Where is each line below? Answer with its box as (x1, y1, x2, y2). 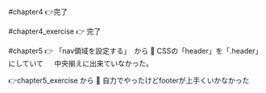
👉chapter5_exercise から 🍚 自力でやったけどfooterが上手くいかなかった (8, 75, 250, 85)
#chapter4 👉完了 (8, 7, 69, 16)
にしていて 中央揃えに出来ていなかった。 (8, 59, 154, 68)
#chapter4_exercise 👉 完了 (8, 26, 102, 36)
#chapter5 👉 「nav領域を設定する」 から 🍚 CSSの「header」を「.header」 (8, 46, 263, 55)
